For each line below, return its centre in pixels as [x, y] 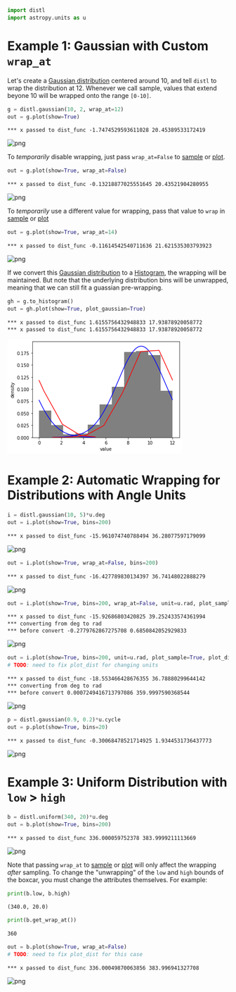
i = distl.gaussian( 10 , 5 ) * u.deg [56, 515]
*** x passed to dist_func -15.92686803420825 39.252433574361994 [106, 617]
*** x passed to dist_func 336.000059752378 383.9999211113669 [102, 838]
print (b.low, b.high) [39, 893]
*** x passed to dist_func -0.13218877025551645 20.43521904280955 [108, 185]
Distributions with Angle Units [97, 495]
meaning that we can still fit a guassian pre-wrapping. [85, 287]
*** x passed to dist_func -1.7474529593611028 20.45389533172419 [106, 130]
